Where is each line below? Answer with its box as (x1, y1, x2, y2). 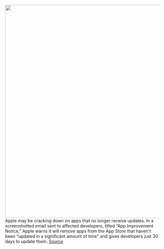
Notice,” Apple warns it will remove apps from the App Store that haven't (5, 228, 151, 234)
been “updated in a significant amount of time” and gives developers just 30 (5, 233, 158, 239)
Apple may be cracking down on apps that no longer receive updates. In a (5, 218, 154, 224)
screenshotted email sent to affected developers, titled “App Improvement (5, 223, 154, 229)
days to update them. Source (5, 239, 63, 244)
